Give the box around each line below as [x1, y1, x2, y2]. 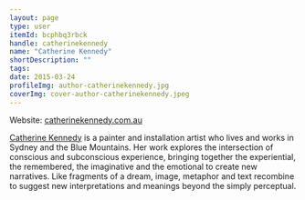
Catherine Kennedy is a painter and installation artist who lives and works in [9, 132, 295, 143]
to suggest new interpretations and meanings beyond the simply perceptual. [9, 180, 297, 191]
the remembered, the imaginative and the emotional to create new [9, 161, 258, 172]
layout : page [9, 13, 59, 23]
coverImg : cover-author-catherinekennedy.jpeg [9, 89, 190, 98]
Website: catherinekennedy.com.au [9, 115, 143, 125]
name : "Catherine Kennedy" [9, 47, 112, 56]
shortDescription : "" [9, 55, 92, 65]
